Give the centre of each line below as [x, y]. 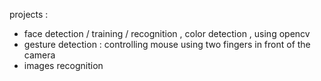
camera [39, 55]
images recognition [63, 65]
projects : [29, 14]
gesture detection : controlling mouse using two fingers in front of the [167, 44]
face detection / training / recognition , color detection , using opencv [167, 33]
